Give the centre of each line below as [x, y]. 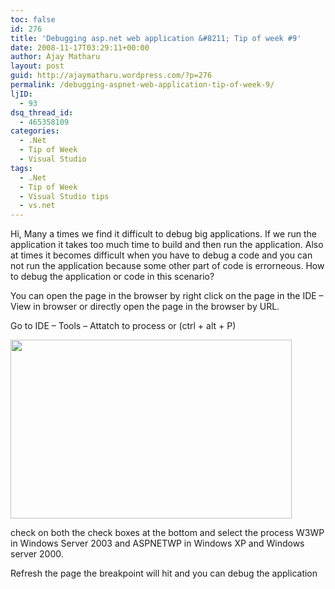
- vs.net [37, 206]
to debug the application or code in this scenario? [112, 277]
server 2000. [37, 554]
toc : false [33, 19]
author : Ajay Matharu [55, 57]
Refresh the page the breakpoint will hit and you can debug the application [164, 573]
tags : [21, 168]
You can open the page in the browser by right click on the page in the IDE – [167, 296]
